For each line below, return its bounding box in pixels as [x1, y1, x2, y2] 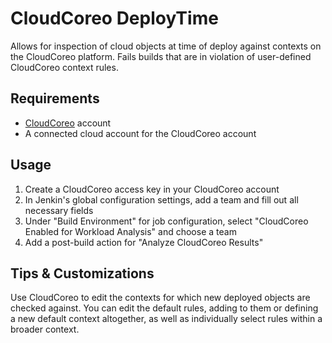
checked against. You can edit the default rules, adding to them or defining [10, 302, 319, 314]
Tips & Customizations [10, 265, 155, 282]
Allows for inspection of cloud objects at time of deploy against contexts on [10, 40, 322, 52]
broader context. [10, 323, 80, 336]
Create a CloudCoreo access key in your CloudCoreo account [24, 183, 280, 195]
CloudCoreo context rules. [10, 61, 119, 73]
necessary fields [24, 204, 94, 216]
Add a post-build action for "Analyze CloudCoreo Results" [24, 236, 264, 248]
